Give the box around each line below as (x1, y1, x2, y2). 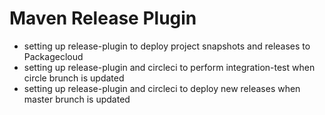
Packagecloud (23, 50, 84, 62)
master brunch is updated (23, 93, 131, 105)
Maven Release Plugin (9, 7, 197, 30)
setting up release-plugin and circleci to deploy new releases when (23, 82, 301, 94)
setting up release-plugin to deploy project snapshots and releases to (23, 40, 311, 52)
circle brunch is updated (23, 72, 125, 84)
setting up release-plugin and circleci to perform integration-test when (23, 61, 316, 73)
